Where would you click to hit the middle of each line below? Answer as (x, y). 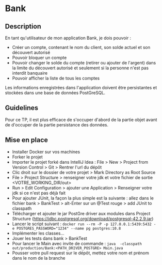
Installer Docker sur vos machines (46, 152)
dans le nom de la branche (39, 258)
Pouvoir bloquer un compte (39, 58)
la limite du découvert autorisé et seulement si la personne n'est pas (80, 68)
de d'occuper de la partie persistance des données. (57, 125)
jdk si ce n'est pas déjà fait (39, 193)
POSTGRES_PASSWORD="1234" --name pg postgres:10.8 (69, 228)
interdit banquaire (30, 73)
